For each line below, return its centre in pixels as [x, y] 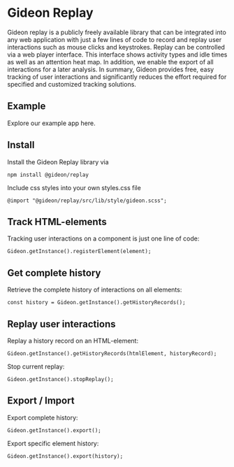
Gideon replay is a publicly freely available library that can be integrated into [117, 32]
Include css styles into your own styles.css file [74, 187]
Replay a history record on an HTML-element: [73, 341]
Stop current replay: [36, 366]
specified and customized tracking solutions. [72, 84]
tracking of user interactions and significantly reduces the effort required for [117, 77]
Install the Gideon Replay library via [58, 161]
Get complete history [54, 273]
